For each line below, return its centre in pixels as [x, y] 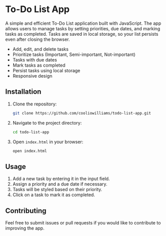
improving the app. [25, 228]
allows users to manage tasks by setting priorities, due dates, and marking [83, 28]
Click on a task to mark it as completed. [54, 195]
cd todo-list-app [31, 132]
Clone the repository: [35, 104]
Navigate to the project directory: [47, 123]
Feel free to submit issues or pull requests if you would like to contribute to [83, 223]
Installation [23, 92]
